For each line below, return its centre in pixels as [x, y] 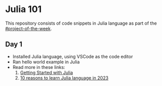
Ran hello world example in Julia [46, 62]
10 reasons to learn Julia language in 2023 [64, 78]
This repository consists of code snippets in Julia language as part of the [81, 23]
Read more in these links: [39, 67]
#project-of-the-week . [29, 28]
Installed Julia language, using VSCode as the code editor [73, 56]
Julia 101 [23, 9]
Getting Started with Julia [46, 72]
